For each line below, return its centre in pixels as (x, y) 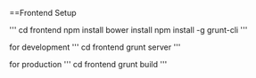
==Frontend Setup (43, 13)
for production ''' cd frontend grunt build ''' (88, 64)
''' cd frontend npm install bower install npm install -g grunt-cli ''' (128, 30)
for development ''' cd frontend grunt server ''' (95, 47)
